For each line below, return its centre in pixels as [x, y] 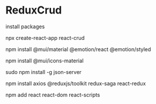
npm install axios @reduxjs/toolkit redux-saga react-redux [76, 83]
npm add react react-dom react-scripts [53, 95]
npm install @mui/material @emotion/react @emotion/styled [78, 49]
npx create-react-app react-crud [45, 38]
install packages [25, 26]
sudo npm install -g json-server [43, 72]
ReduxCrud [34, 10]
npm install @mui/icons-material [45, 61]
